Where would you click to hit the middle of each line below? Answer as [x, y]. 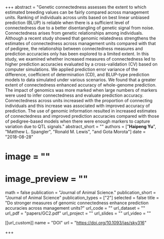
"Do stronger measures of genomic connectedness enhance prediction [77, 203]
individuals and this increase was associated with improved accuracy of [78, 106]
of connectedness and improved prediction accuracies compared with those [82, 116]
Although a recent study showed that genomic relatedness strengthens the [81, 38]
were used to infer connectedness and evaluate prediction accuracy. [74, 95]
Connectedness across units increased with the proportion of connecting [79, 100]
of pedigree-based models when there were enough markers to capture [78, 121]
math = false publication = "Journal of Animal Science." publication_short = [81, 193]
